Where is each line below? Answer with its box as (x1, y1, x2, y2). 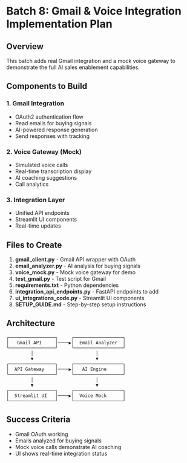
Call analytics (15, 180, 49, 188)
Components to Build (6, 81, 88, 91)
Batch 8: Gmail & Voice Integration (6, 4, 182, 18)
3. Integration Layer (6, 195, 65, 204)
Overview (6, 41, 44, 51)
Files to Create (6, 240, 62, 250)
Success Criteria (6, 415, 71, 425)
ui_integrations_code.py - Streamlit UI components (15, 295, 145, 302)
